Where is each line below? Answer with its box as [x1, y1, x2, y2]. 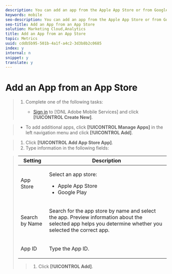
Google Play [57, 189, 87, 196]
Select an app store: [49, 171, 97, 178]
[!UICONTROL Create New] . [33, 114, 93, 120]
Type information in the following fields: [25, 145, 109, 151]
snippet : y [5, 55, 29, 60]
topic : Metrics [5, 36, 38, 41]
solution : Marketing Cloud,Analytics [5, 27, 86, 32]
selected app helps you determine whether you [49, 220, 163, 227]
